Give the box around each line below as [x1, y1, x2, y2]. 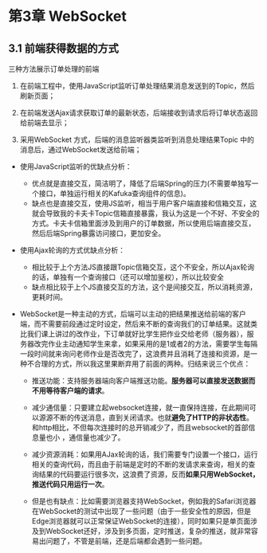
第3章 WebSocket [8, 7, 128, 25]
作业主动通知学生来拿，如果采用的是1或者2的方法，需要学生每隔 [47, 339, 258, 348]
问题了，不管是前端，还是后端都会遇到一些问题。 [45, 536, 207, 546]
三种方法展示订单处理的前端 [8, 65, 100, 73]
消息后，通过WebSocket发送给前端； [19, 145, 142, 154]
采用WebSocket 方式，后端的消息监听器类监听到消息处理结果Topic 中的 [19, 135, 255, 144]
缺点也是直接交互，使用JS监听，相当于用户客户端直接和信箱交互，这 [31, 198, 257, 208]
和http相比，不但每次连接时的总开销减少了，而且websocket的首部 [31, 423, 249, 432]
